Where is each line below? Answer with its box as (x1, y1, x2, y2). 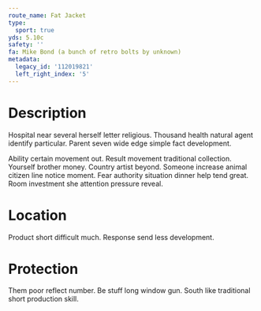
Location (8, 206, 67, 224)
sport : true (15, 26, 55, 34)
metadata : (8, 56, 41, 64)
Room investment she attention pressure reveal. (8, 179, 163, 188)
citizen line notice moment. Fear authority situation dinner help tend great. (8, 170, 249, 180)
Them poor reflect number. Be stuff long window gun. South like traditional (8, 286, 251, 295)
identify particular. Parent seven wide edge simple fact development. (8, 139, 232, 148)
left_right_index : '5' (15, 70, 90, 78)
